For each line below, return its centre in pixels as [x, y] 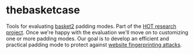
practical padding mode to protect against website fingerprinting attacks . [94, 45]
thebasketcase [43, 10]
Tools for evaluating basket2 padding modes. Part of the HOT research [91, 26]
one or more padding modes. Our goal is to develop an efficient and [88, 38]
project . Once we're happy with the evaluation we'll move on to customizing [97, 32]
